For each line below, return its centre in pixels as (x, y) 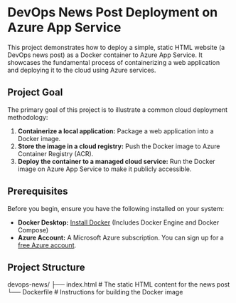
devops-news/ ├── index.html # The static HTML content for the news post (119, 284)
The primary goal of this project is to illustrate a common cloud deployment (118, 109)
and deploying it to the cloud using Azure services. (82, 70)
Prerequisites (38, 191)
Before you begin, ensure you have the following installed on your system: (116, 208)
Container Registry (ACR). (55, 153)
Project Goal (35, 92)
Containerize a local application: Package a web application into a (116, 131)
